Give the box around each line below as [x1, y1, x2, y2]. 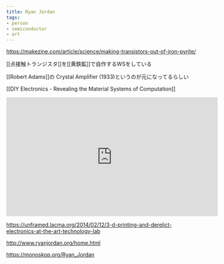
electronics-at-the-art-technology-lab [6, 228, 101, 235]
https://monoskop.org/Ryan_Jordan [6, 251, 95, 259]
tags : [6, 14, 20, 21]
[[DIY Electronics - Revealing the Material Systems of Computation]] [6, 85, 176, 92]
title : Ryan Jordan [6, 8, 56, 15]
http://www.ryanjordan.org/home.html [6, 239, 101, 246]
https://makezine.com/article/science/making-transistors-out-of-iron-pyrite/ [6, 48, 196, 55]
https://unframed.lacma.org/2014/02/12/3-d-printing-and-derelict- [6, 221, 172, 228]
